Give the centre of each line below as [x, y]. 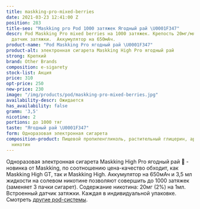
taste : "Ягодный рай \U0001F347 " [48, 128]
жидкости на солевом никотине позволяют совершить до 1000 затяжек [98, 180]
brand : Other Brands [32, 61]
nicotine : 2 [21, 117]
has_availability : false [37, 106]
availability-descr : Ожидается [45, 100]
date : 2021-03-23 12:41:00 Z [42, 17]
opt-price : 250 [25, 84]
